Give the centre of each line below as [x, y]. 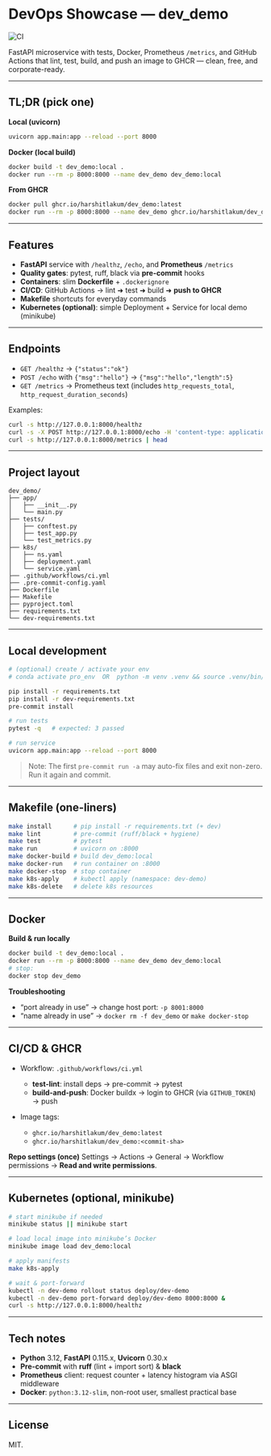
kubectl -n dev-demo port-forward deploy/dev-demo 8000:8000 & [117, 1298]
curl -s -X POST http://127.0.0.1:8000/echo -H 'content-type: [117, 432]
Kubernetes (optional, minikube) [92, 1199]
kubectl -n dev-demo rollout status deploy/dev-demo [99, 1290]
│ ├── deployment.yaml [50, 562]
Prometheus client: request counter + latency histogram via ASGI [129, 1375]
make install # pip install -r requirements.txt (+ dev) [115, 826]
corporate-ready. [37, 69]
